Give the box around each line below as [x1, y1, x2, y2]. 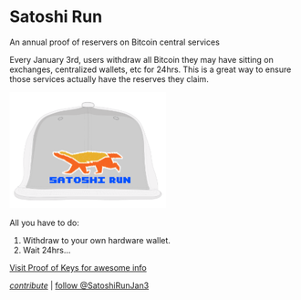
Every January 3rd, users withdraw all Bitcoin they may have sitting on [9, 54, 274, 65]
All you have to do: [9, 217, 79, 228]
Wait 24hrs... [22, 244, 71, 255]
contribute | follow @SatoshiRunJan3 [9, 280, 150, 291]
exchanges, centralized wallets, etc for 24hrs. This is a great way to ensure [9, 64, 292, 75]
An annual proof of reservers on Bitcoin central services [9, 36, 221, 47]
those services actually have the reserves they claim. [9, 73, 210, 84]
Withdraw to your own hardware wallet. [22, 234, 171, 245]
